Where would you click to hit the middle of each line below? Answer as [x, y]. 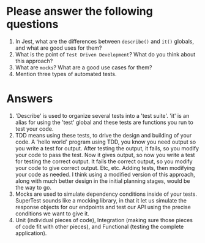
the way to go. [33, 187]
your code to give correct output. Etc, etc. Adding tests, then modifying [105, 168]
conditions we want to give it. [52, 214]
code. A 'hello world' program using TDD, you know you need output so [106, 142]
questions [32, 24]
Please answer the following [80, 11]
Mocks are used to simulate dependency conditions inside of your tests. [106, 194]
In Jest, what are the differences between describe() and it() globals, [105, 41]
